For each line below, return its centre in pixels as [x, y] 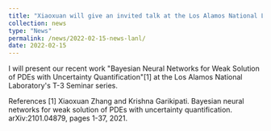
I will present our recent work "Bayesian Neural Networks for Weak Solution [134, 68]
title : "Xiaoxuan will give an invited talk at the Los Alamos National [133, 16]
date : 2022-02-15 [38, 46]
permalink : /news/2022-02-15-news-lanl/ [77, 38]
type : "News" [30, 31]
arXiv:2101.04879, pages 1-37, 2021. [68, 118]
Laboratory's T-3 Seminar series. [63, 86]
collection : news [38, 23]
